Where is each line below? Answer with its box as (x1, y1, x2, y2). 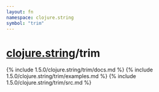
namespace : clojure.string (6, 15, 74, 21)
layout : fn (6, 8, 34, 15)
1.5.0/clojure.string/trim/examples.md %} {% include (6, 73, 137, 80)
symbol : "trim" (6, 20, 45, 26)
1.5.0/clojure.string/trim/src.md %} (6, 79, 92, 87)
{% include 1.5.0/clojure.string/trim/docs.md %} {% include (6, 66, 154, 73)
